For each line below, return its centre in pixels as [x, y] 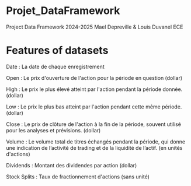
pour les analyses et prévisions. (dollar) [53, 130]
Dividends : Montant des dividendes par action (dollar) [72, 165]
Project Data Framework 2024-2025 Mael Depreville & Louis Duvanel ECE [95, 27]
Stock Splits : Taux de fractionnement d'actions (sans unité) [78, 177]
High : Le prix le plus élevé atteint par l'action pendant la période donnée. [94, 89]
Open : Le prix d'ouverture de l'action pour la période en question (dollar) [94, 78]
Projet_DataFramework [63, 11]
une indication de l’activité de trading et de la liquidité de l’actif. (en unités [94, 148]
